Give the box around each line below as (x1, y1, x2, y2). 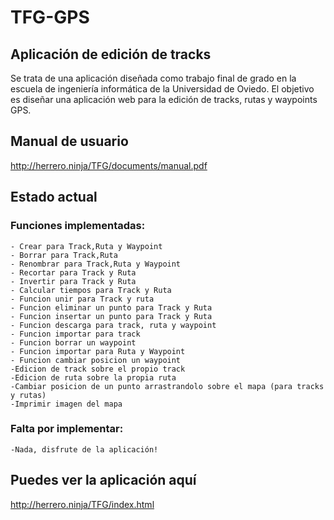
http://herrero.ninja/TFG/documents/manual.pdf (10, 159, 208, 171)
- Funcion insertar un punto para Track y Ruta (10, 311, 213, 321)
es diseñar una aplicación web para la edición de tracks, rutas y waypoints (10, 94, 318, 105)
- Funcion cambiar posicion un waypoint (10, 355, 182, 365)
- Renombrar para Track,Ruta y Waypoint (10, 259, 182, 269)
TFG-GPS (10, 6, 90, 29)
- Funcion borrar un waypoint (10, 337, 137, 348)
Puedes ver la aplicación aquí (10, 472, 197, 489)
